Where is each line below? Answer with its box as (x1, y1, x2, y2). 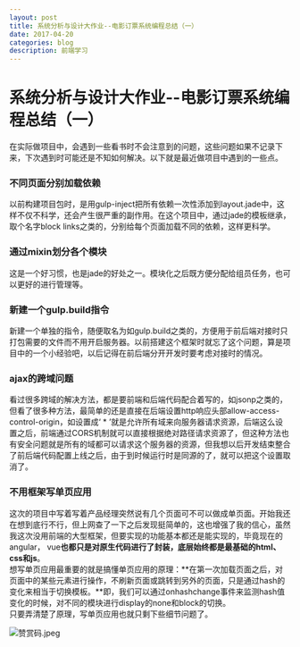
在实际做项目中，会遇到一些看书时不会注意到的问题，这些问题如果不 (9, 141, 260, 152)
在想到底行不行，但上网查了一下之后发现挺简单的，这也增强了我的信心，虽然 (9, 519, 291, 530)
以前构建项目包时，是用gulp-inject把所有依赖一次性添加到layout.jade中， (9, 198, 277, 210)
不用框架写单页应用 (9, 486, 92, 499)
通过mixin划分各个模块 (9, 246, 107, 258)
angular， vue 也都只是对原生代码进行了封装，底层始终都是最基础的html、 (9, 542, 281, 552)
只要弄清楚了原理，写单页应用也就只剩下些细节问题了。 (9, 609, 212, 619)
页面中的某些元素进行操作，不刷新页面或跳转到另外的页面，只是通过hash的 (9, 575, 286, 585)
